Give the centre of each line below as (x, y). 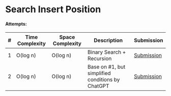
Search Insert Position (53, 9)
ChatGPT (98, 86)
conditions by (104, 80)
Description (108, 40)
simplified (99, 74)
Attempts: (16, 23)
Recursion (99, 59)
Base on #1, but (106, 67)
